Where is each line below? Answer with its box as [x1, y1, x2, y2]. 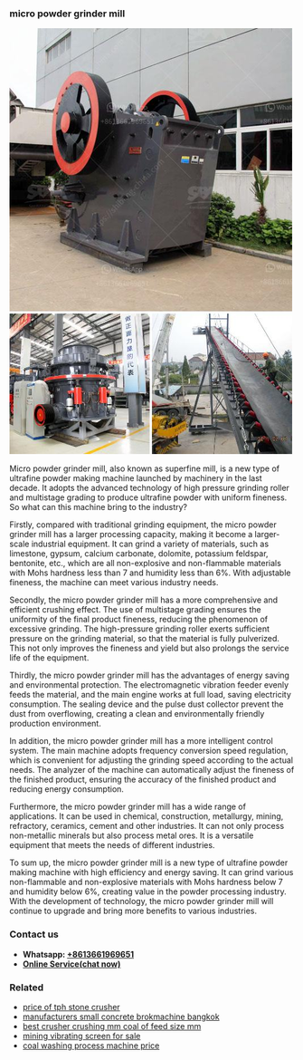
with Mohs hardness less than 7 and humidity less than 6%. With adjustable [9, 567, 291, 578]
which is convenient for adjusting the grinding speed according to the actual [9, 755, 294, 766]
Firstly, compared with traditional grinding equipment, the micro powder [9, 519, 278, 530]
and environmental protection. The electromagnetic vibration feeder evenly [9, 679, 289, 690]
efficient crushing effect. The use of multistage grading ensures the [9, 604, 261, 615]
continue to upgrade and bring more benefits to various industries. [9, 905, 258, 917]
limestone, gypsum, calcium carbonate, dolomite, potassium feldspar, [9, 548, 269, 559]
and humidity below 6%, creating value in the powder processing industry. [9, 886, 287, 897]
